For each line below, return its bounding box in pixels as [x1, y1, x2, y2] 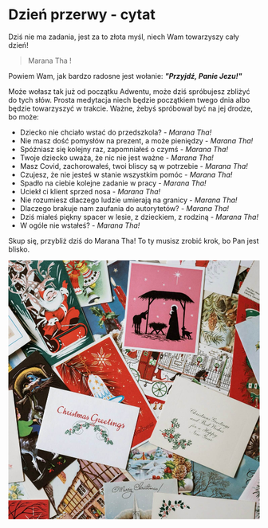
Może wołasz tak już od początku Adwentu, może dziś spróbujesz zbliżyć [8, 86, 250, 96]
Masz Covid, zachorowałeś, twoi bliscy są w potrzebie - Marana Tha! [19, 161, 249, 170]
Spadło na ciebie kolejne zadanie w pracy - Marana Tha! [19, 178, 207, 188]
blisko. [8, 244, 30, 254]
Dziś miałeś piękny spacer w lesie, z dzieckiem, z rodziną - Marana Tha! [19, 212, 259, 221]
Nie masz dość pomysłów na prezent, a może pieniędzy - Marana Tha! [19, 135, 254, 145]
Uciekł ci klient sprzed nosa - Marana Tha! [19, 186, 161, 196]
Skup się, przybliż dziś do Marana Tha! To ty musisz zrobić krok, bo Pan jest [8, 236, 259, 245]
